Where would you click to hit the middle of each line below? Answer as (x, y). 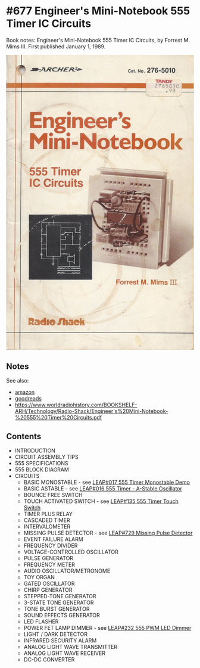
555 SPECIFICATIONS (41, 464)
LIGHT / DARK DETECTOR (56, 634)
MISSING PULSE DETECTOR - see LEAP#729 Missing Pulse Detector (108, 533)
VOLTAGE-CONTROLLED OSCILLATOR (71, 552)
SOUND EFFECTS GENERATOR (62, 616)
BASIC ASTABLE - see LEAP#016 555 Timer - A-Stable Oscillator (103, 489)
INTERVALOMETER (47, 527)
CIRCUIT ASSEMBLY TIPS (46, 457)
